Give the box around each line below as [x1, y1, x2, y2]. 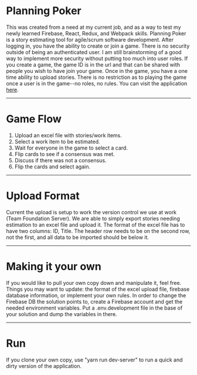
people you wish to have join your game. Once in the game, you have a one [6, 67, 188, 74]
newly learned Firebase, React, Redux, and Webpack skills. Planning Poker [6, 29, 186, 36]
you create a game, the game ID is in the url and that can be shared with [6, 61, 181, 68]
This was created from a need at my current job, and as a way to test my [6, 24, 181, 31]
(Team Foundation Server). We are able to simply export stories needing [6, 215, 180, 222]
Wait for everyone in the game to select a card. [14, 144, 128, 151]
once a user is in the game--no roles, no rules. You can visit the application [6, 79, 188, 87]
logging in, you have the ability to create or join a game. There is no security [6, 42, 190, 49]
